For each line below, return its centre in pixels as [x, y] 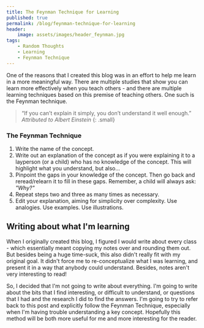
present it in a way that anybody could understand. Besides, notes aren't [98, 267]
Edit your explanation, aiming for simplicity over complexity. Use [96, 200]
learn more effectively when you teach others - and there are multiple [94, 88]
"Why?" [25, 188]
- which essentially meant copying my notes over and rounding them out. [99, 248]
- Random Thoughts [41, 47]
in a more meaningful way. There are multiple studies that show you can [97, 82]
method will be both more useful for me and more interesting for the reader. [102, 318]
